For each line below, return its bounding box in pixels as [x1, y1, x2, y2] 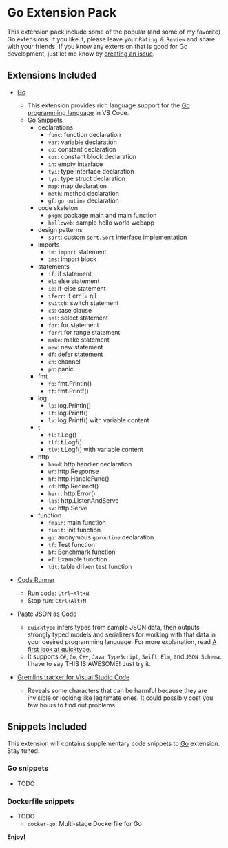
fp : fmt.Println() [48, 379, 92, 387]
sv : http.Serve [48, 504, 87, 512]
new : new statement [48, 342, 103, 351]
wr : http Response [48, 467, 99, 475]
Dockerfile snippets [7, 796, 74, 806]
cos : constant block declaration [48, 152, 136, 161]
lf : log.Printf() [48, 409, 88, 417]
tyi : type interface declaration [48, 167, 134, 175]
